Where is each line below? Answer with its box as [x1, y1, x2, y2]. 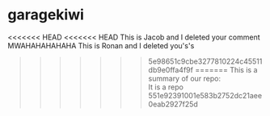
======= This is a [194, 64, 258, 74]
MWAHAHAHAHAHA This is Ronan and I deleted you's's [7, 40, 195, 50]
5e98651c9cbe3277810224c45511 [148, 56, 263, 66]
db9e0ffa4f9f [148, 64, 193, 74]
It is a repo [148, 82, 184, 92]
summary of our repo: [148, 73, 221, 83]
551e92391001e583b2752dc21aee [148, 90, 263, 100]
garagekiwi [7, 6, 84, 24]
